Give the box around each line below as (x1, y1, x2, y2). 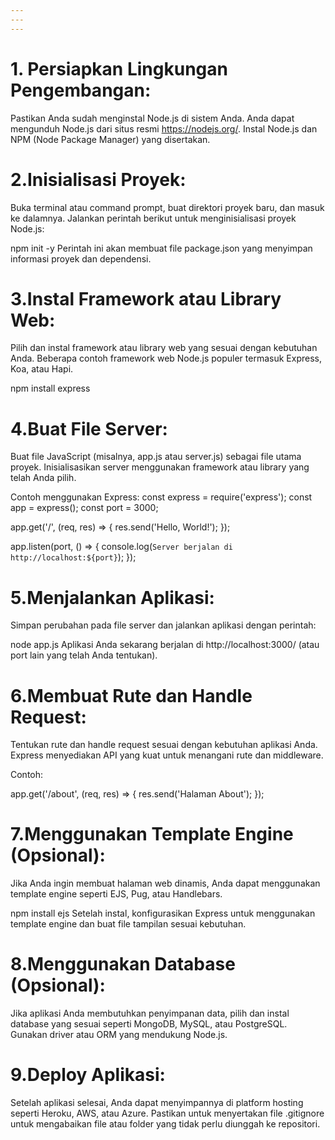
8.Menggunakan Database (10, 953, 236, 976)
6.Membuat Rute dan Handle (10, 684, 253, 707)
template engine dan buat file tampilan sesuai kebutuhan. (10, 918, 247, 930)
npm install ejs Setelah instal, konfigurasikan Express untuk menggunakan (10, 907, 316, 920)
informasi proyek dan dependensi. (10, 252, 152, 265)
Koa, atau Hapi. (10, 363, 74, 375)
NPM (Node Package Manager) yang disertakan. (10, 133, 211, 145)
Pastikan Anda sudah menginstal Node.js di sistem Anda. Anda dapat (10, 112, 295, 124)
